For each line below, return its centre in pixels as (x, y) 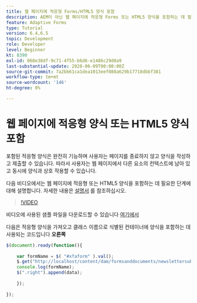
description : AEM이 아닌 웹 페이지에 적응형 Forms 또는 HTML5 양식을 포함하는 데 (96, 17)
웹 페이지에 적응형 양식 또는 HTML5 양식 (98, 124)
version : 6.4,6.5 (27, 33)
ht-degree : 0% (23, 88)
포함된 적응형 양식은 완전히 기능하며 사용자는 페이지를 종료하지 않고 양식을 (91, 156)
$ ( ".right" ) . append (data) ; (50, 273)
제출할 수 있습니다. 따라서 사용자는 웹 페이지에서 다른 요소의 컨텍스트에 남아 (98, 163)
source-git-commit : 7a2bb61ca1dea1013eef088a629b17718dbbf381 (84, 72)
